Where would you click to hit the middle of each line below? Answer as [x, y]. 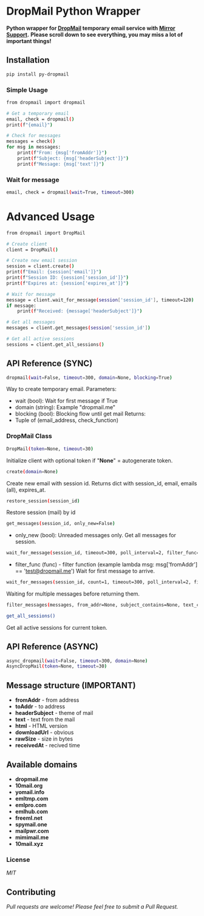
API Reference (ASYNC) [52, 647]
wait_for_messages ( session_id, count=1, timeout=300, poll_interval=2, [99, 582]
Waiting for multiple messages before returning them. [73, 594]
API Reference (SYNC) [49, 364]
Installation [28, 60]
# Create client [27, 244]
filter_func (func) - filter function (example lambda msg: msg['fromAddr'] [106, 565]
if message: [21, 306]
